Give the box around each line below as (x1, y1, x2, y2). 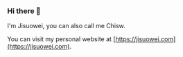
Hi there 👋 (7, 6, 42, 16)
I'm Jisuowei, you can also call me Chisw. (7, 22, 126, 30)
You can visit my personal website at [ (7, 35, 116, 43)
